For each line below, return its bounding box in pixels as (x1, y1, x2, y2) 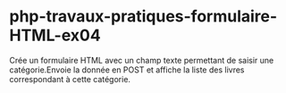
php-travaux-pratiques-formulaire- (9, 6, 278, 27)
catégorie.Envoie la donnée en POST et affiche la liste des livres (9, 64, 245, 75)
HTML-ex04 (9, 25, 101, 46)
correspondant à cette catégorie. (9, 73, 131, 84)
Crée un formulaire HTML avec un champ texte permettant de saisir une (9, 55, 274, 65)
